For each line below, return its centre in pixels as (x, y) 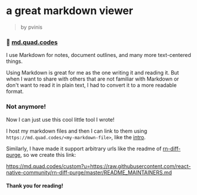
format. (15, 92)
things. (14, 61)
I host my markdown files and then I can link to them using (77, 131)
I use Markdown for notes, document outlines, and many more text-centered (98, 55)
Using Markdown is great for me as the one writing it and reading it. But (93, 73)
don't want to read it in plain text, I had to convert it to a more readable (91, 85)
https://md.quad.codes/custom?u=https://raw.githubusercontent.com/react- (98, 166)
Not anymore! (26, 107)
